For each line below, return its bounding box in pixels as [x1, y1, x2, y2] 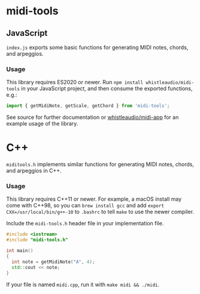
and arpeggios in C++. [6, 167, 62, 174]
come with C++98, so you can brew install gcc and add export [6, 202, 165, 209]
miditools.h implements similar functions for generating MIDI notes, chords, [6, 161, 195, 168]
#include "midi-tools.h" [6, 237, 68, 243]
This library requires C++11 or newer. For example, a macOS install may [6, 195, 182, 203]
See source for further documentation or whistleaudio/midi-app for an [6, 114, 179, 121]
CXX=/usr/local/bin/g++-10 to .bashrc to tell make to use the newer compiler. [6, 208, 195, 216]
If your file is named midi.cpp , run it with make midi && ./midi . [6, 281, 160, 288]
